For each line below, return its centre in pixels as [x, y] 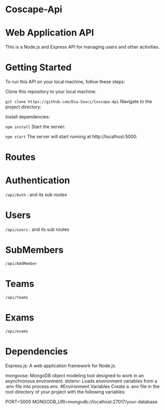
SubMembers [35, 250]
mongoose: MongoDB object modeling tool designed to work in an [75, 375]
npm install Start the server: [36, 127]
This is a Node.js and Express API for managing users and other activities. [82, 47]
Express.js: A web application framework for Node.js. [61, 366]
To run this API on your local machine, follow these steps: [65, 82]
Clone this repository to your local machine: [51, 92]
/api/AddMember [21, 264]
